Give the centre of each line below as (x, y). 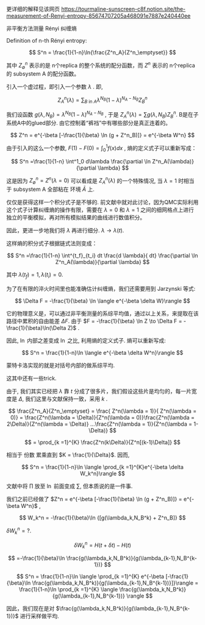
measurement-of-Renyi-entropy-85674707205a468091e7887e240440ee (99, 16)
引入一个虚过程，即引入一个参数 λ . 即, (55, 87)
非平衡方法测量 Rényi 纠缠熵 (42, 28)
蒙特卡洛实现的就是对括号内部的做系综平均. (61, 365)
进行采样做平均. (39, 616)
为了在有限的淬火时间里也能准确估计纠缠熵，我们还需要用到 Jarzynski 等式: (101, 289)
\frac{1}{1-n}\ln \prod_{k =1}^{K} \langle (69, 589)
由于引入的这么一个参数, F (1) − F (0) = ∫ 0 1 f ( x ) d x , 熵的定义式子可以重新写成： (102, 148)
